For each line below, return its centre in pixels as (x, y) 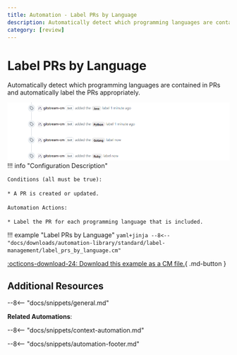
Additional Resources (55, 286)
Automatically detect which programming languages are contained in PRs (114, 85)
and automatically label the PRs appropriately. (74, 92)
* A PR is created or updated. (53, 194)
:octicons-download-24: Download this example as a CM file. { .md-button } (117, 264)
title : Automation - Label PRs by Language (72, 15)
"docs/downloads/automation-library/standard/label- (86, 243)
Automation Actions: (38, 208)
